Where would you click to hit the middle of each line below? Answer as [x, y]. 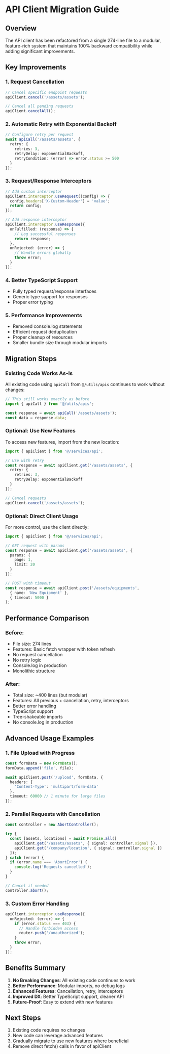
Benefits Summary [36, 968]
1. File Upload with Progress [40, 753]
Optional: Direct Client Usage [42, 516]
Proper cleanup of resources [43, 337]
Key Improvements [36, 67]
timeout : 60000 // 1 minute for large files [58, 796]
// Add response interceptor [36, 220]
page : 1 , [24, 560]
